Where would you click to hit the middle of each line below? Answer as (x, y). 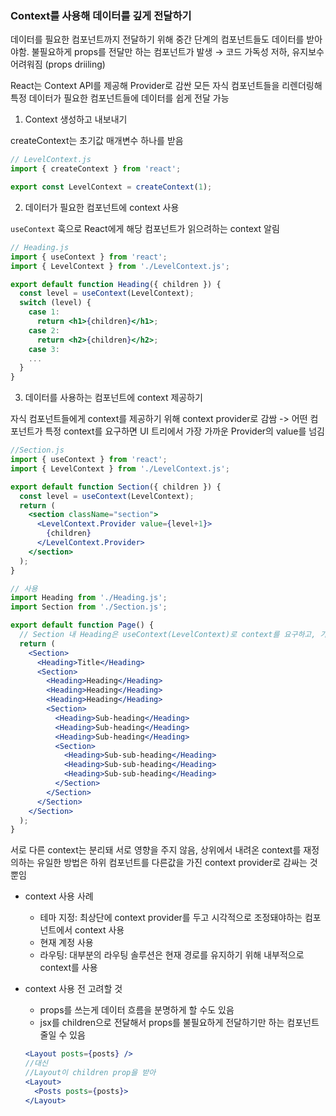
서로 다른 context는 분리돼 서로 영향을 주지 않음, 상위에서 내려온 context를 (156, 850)
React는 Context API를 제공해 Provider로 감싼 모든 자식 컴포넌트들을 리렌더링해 (166, 86)
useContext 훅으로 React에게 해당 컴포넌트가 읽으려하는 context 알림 (145, 228)
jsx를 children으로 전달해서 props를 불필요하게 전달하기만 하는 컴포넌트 (179, 1023)
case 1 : (44, 312)
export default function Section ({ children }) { (116, 487)
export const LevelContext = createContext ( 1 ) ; (111, 187)
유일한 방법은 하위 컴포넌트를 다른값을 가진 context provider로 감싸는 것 (177, 863)
